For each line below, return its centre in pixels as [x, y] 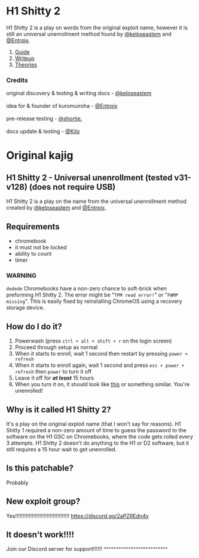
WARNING [22, 275]
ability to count [33, 254]
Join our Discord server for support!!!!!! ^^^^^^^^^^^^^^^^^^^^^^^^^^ [87, 549]
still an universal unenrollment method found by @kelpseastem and [89, 34]
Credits [17, 80]
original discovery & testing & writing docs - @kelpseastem [79, 93]
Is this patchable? [40, 468]
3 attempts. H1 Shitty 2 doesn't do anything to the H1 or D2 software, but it [98, 443]
